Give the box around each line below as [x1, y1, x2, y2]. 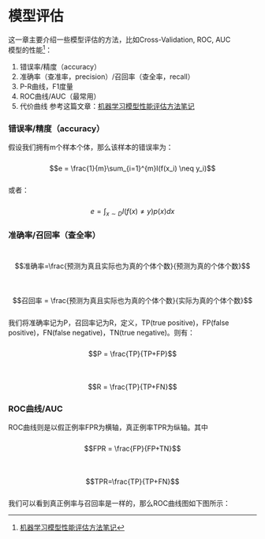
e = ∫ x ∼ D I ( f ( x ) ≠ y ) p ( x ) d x [90, 206, 175, 218]
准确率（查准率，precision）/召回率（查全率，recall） [19, 72, 195, 81]
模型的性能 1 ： [8, 43, 53, 54]
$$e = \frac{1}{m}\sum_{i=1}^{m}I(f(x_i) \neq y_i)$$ [49, 163, 216, 173]
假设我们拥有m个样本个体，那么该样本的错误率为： [8, 142, 174, 152]
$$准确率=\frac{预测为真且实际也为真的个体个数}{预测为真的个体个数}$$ [14, 261, 251, 271]
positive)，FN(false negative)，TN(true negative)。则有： [8, 328, 196, 337]
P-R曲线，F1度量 [19, 81, 73, 91]
